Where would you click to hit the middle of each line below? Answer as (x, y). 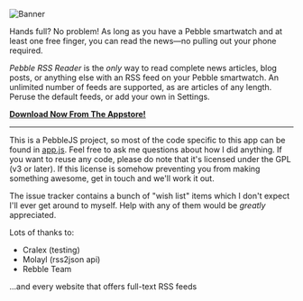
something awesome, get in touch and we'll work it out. (112, 178)
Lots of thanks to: (42, 233)
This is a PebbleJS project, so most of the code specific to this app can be (147, 140)
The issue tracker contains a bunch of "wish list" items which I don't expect (150, 196)
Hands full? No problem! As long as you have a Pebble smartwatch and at (146, 31)
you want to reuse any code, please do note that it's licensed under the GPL (150, 159)
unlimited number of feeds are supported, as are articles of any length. (141, 87)
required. (26, 50)
